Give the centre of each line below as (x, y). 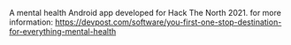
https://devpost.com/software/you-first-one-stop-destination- (168, 22)
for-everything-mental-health (63, 31)
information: (31, 22)
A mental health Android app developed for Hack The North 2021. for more (145, 13)
